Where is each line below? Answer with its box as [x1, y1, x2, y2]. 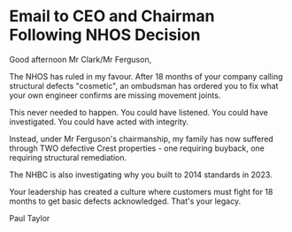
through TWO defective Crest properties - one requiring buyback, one [9, 143, 265, 153]
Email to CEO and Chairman [9, 6, 215, 26]
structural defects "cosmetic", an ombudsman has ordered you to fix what [9, 80, 279, 91]
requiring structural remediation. [9, 152, 127, 162]
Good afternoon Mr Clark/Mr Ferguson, [9, 54, 152, 64]
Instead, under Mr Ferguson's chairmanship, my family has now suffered [9, 133, 274, 144]
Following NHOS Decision [9, 25, 201, 45]
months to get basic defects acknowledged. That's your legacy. [9, 196, 242, 206]
